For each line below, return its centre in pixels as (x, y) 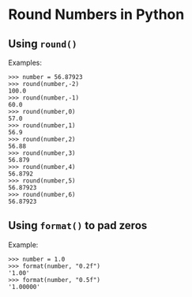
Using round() (43, 44)
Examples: (25, 62)
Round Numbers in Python (96, 15)
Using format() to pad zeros (78, 226)
